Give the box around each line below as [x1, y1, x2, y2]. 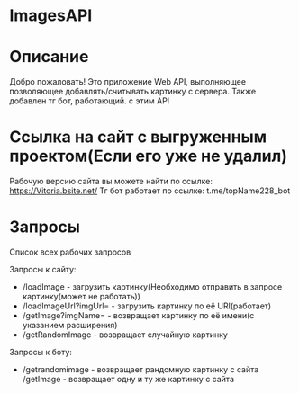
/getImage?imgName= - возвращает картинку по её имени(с [22, 310, 255, 320]
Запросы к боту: [9, 347, 72, 357]
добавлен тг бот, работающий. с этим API [9, 95, 170, 106]
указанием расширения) [22, 320, 118, 330]
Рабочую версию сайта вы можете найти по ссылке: [9, 176, 213, 187]
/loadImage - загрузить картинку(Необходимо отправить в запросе [22, 281, 283, 292]
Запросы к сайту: [9, 264, 77, 274]
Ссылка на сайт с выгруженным [9, 127, 267, 147]
